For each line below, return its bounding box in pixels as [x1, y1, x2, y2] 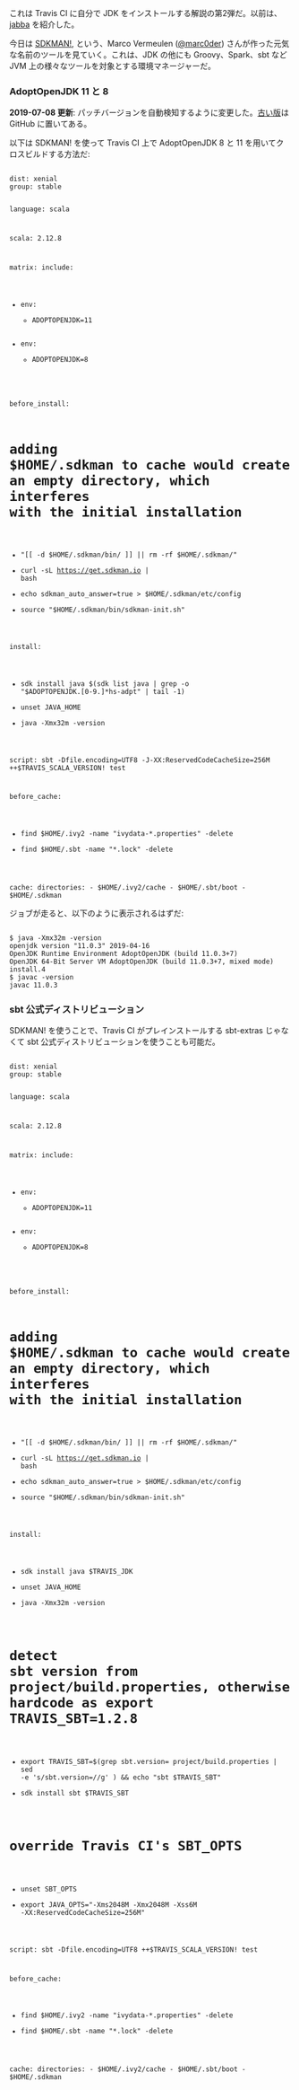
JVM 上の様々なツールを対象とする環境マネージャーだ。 [9, 61, 217, 71]
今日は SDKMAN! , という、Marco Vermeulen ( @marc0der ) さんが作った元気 [9, 39, 289, 48]
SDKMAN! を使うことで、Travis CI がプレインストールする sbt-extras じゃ [9, 1025, 282, 1036]
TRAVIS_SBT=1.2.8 [9, 1710, 139, 1727]
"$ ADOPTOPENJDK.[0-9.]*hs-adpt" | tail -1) [21, 687, 185, 696]
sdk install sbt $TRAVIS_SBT [21, 1789, 130, 1798]
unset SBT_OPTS [21, 1884, 78, 1894]
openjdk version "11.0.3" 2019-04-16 [9, 942, 150, 951]
